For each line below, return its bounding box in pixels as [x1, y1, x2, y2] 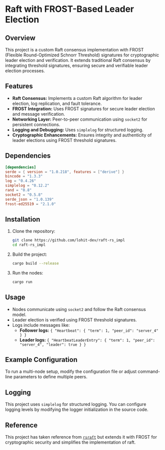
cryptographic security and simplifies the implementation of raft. [5, 439, 136, 446]
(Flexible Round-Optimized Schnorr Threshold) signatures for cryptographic [5, 52, 159, 58]
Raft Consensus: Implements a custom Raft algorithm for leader [12, 95, 143, 101]
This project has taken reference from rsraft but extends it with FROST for [5, 434, 157, 440]
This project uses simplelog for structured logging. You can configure [5, 402, 146, 407]
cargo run [12, 279, 33, 284]
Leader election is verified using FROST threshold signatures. [12, 316, 137, 322]
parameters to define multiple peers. [13, 374, 88, 380]
